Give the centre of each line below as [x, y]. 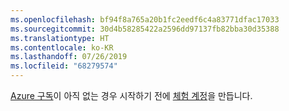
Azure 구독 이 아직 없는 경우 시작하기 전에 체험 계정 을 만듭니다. [131, 95]
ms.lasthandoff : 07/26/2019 [69, 57]
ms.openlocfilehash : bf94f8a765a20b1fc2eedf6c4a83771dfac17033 [145, 19]
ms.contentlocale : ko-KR [62, 47]
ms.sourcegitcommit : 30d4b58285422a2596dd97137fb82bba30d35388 [145, 29]
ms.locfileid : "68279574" [64, 66]
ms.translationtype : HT [60, 38]
